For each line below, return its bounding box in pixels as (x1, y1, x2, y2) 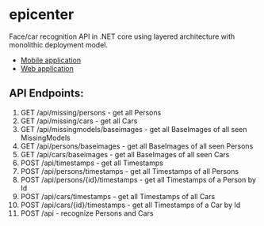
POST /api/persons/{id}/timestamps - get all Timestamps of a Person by (20, 175, 257, 184)
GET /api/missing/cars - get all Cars (20, 116, 138, 126)
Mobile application (20, 55, 82, 65)
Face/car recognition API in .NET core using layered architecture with (9, 32, 235, 41)
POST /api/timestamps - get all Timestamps (20, 158, 163, 168)
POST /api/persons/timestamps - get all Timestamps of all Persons (20, 166, 239, 175)
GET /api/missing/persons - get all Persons (20, 107, 162, 117)
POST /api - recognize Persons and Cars (20, 208, 154, 218)
